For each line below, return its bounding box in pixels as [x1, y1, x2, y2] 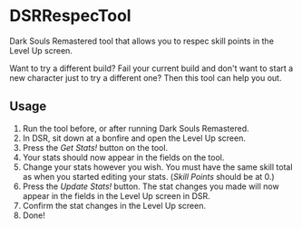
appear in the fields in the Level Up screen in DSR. [22, 190, 210, 201]
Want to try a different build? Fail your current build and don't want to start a [9, 63, 294, 74]
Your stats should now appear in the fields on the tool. [22, 152, 225, 163]
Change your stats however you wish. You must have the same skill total [22, 161, 293, 173]
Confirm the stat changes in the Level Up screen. [22, 200, 207, 211]
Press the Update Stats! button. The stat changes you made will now [22, 181, 279, 192]
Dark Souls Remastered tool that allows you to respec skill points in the [9, 35, 275, 46]
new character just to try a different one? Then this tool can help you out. [9, 72, 282, 83]
